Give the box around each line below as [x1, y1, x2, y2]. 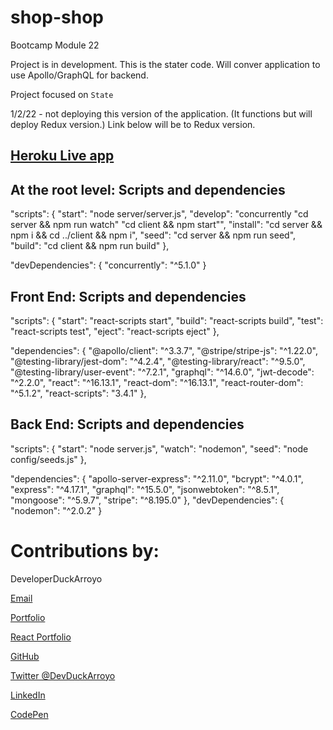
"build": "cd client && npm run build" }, [10, 240, 170, 252]
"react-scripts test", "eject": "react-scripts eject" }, [10, 325, 220, 337]
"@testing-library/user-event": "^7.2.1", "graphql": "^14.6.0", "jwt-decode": [10, 366, 315, 378]
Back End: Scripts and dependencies [10, 416, 245, 433]
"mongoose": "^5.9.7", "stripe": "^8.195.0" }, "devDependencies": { [10, 494, 285, 506]
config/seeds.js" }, [10, 453, 87, 465]
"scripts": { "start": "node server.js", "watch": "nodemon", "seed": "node [10, 442, 309, 455]
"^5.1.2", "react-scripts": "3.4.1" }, [10, 387, 147, 399]
